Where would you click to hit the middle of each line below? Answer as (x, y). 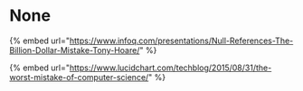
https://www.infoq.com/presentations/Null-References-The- (181, 41)
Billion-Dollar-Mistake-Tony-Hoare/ (75, 50)
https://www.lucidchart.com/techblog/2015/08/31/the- (170, 68)
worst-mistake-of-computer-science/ (79, 77)
